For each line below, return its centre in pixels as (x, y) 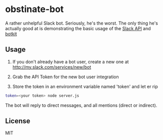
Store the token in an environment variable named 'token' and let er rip (85, 86)
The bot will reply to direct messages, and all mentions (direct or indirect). (81, 105)
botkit (11, 34)
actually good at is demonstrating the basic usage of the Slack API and (78, 28)
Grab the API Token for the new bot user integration (65, 77)
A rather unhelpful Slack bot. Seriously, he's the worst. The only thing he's (82, 23)
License (18, 121)
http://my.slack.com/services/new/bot (52, 67)
